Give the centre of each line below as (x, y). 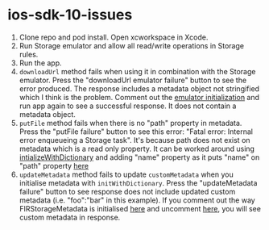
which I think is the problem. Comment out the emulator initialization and (139, 97)
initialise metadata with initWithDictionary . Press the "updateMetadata (138, 182)
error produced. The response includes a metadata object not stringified (139, 88)
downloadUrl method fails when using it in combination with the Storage (137, 71)
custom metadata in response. (70, 217)
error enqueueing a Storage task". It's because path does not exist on (134, 140)
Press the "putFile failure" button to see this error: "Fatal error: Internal (136, 132)
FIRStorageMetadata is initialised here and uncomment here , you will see (140, 208)
